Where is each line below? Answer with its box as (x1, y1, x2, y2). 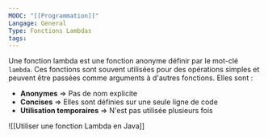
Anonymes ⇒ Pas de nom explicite (19, 89, 138, 99)
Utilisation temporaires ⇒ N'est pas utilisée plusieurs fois (19, 106, 213, 116)
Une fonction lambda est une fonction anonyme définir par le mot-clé (8, 56, 239, 66)
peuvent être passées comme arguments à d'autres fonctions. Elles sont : (8, 73, 253, 83)
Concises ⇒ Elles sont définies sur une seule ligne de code (19, 97, 218, 107)
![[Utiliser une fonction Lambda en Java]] (8, 121, 145, 131)
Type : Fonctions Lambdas (8, 26, 92, 34)
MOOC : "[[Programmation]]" (8, 11, 99, 20)
